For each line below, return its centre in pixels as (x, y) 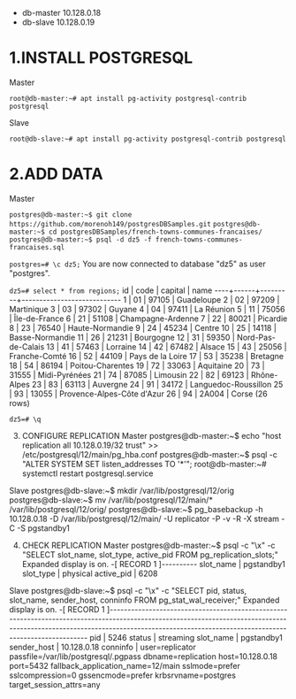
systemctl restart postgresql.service (87, 473)
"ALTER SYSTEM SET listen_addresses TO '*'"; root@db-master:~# (144, 464)
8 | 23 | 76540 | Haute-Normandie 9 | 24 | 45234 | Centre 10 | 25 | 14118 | (143, 327)
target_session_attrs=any (55, 684)
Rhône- (264, 374)
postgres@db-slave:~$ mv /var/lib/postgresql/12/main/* (111, 500)
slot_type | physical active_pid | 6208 (90, 573)
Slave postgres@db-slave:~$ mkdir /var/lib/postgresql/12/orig (122, 490)
